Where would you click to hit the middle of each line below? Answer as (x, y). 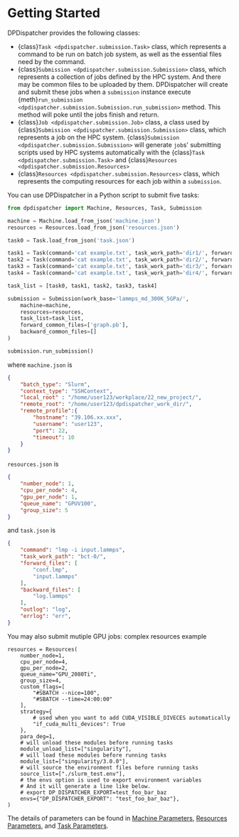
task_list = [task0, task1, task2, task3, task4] (83, 286)
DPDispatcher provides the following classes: (74, 33)
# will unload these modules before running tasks (97, 742)
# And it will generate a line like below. (86, 786)
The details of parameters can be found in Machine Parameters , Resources (117, 818)
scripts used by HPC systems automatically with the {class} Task (111, 152)
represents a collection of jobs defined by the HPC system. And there (119, 77)
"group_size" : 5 (44, 510)
